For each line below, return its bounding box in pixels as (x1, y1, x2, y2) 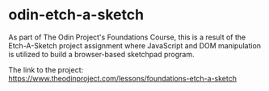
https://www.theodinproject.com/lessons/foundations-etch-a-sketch (8, 73, 237, 83)
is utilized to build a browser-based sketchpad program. (8, 49, 195, 59)
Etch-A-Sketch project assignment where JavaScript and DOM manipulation (8, 40, 261, 50)
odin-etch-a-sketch (8, 6, 144, 24)
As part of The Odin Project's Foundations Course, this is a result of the (8, 32, 246, 42)
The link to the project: (8, 64, 83, 74)
